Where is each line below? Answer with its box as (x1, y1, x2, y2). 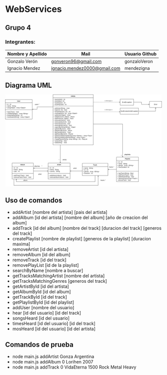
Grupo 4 (5, 23, 31, 32)
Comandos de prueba (5, 340, 74, 349)
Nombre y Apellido (7, 51, 47, 57)
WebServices (5, 3, 62, 15)
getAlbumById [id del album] (12, 289, 71, 295)
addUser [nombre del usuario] (12, 305, 75, 311)
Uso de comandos (5, 196, 63, 204)
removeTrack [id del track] (12, 257, 67, 263)
